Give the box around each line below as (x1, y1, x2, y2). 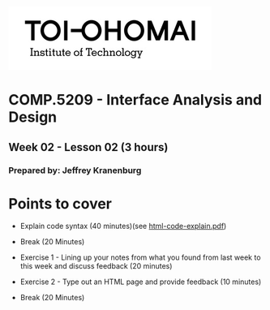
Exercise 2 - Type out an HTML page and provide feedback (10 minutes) (19, 277, 262, 286)
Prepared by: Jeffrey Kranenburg (8, 165, 142, 176)
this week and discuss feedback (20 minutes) (19, 261, 173, 271)
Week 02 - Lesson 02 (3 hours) (8, 140, 169, 154)
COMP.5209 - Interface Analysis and (8, 91, 263, 110)
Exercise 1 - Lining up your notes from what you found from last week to (19, 252, 261, 262)
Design (8, 108, 58, 127)
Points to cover (8, 194, 112, 213)
